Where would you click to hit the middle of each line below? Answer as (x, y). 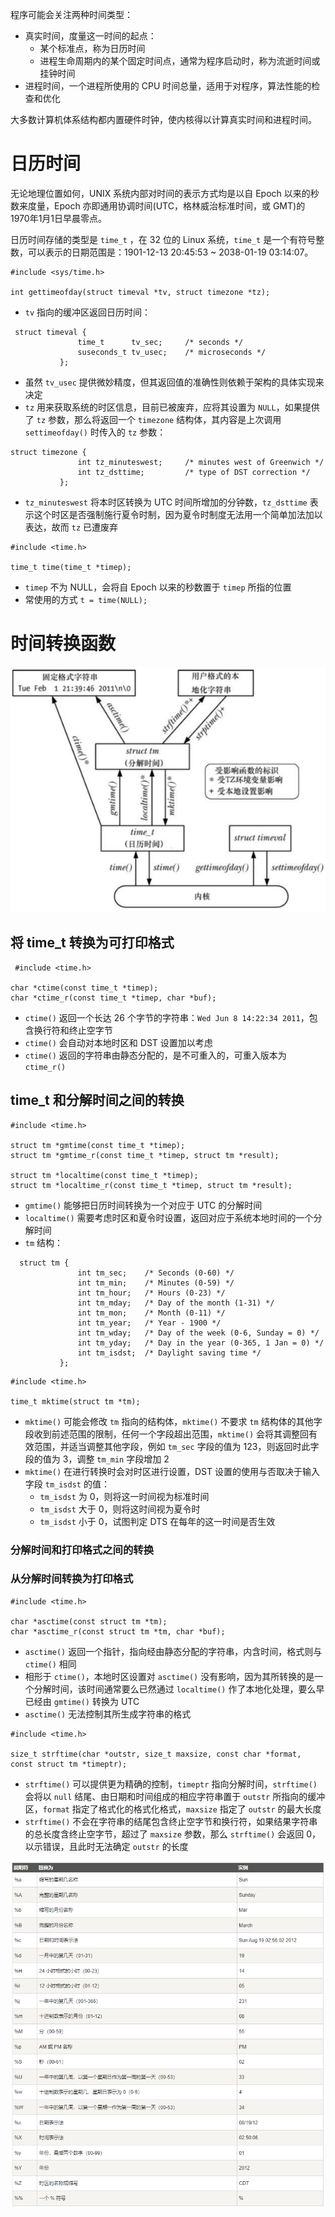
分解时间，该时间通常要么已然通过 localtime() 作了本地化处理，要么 (175, 1689)
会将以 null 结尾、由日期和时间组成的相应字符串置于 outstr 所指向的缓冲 (175, 1796)
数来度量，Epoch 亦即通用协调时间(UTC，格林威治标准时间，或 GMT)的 (158, 205)
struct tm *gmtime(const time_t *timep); (98, 1145)
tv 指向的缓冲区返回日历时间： (88, 312)
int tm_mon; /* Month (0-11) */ (151, 1313)
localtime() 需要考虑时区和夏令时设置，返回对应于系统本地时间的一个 (169, 1217)
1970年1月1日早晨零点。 (59, 218)
